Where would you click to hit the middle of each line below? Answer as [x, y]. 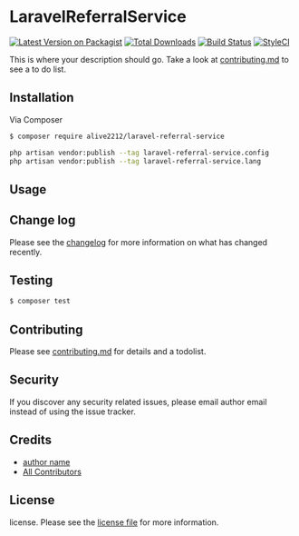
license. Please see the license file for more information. [114, 522]
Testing [31, 280]
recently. [26, 252]
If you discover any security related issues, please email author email [138, 402]
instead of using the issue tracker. [72, 412]
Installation [42, 98]
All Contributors [52, 471]
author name [46, 462]
